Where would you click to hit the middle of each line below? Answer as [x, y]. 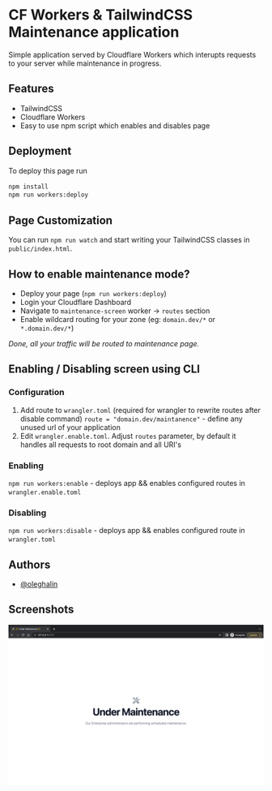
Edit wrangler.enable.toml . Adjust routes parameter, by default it [128, 436]
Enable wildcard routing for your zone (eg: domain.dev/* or [118, 319]
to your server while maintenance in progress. [85, 63]
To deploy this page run [48, 170]
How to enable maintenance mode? [99, 274]
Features [31, 89]
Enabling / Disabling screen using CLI [104, 370]
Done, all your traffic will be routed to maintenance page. [104, 343]
